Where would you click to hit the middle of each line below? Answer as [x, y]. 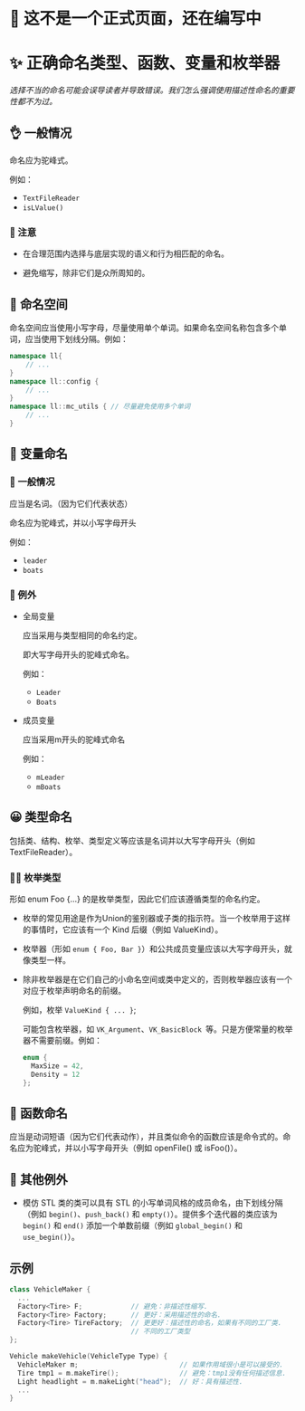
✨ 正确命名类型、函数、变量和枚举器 [145, 63]
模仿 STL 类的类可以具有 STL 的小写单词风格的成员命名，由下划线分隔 [152, 1203]
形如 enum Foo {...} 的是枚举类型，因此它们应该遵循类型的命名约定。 [137, 899]
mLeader [50, 777]
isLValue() [43, 208]
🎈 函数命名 [38, 1113]
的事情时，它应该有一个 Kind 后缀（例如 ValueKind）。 [123, 930]
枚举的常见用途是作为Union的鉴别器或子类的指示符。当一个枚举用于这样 [157, 919]
